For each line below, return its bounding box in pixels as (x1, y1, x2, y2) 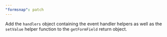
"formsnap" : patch (5, 7, 44, 12)
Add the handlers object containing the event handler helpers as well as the (5, 21, 162, 27)
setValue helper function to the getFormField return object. (5, 26, 127, 32)
